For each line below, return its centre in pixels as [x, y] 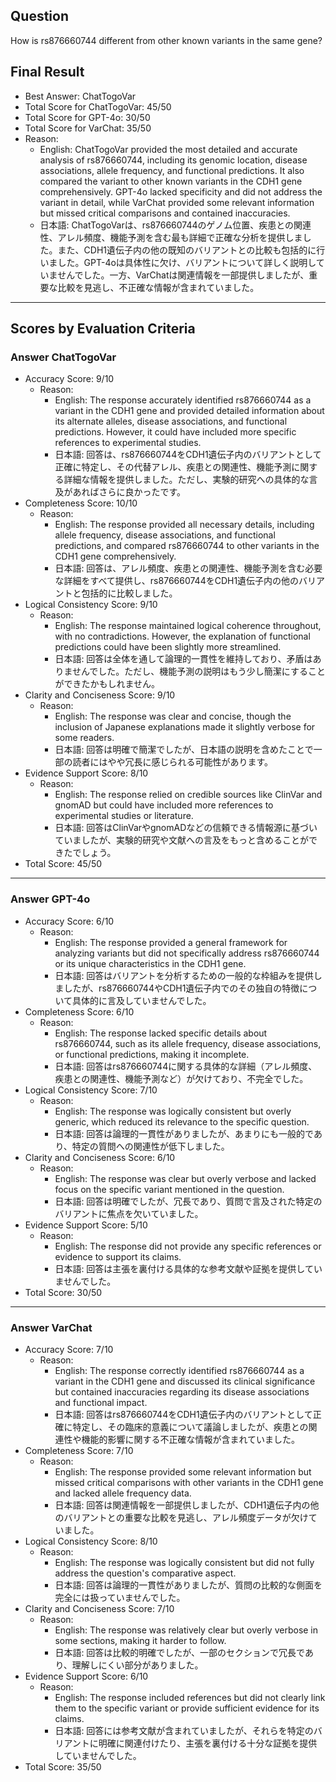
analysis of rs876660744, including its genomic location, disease [173, 160]
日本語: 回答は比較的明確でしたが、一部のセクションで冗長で [179, 1652]
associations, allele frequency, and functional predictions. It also [172, 170]
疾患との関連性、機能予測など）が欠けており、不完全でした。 [181, 1078]
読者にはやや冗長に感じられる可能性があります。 [172, 762]
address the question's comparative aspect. [145, 1573]
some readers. [84, 738]
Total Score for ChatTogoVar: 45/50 [98, 106]
